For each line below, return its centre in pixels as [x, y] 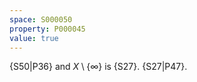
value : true [34, 38]
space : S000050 [41, 19]
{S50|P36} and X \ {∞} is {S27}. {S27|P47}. [98, 67]
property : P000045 [47, 29]
